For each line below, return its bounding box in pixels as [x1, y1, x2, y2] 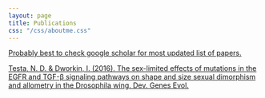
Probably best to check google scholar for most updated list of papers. [8, 49, 242, 58]
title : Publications [8, 19, 78, 27]
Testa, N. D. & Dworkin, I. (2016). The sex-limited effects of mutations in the [8, 64, 257, 73]
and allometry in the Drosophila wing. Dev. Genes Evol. [8, 80, 190, 90]
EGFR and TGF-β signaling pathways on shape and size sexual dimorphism [8, 73, 256, 82]
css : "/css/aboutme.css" [8, 26, 91, 34]
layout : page [8, 11, 52, 20]
